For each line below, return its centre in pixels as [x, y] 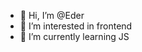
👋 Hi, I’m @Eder [52, 15]
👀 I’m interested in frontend [76, 26]
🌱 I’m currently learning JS [74, 36]
